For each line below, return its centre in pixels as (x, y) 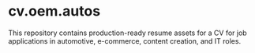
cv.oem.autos (54, 11)
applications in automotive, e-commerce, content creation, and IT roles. (125, 41)
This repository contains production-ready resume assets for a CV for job (127, 33)
